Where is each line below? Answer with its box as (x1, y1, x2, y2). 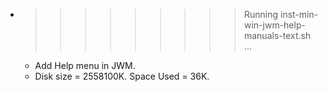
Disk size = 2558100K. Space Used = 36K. (34, 70, 210, 82)
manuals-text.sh (243, 30, 312, 41)
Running (243, 9, 279, 20)
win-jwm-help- (243, 19, 306, 31)
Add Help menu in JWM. (34, 60, 136, 71)
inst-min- (279, 9, 319, 20)
